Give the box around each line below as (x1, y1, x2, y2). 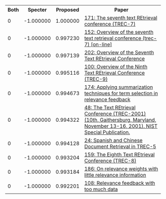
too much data (84, 186, 118, 193)
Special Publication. (84, 129, 130, 136)
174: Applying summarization (84, 84, 153, 91)
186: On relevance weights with (84, 165, 159, 172)
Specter (28, 6, 47, 13)
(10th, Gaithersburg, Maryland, (84, 116, 157, 123)
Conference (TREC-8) (84, 157, 137, 164)
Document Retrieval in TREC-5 (84, 143, 157, 150)
